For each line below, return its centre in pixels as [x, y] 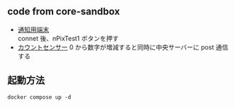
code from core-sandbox [64, 12]
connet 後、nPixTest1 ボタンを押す [68, 38]
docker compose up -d [39, 97]
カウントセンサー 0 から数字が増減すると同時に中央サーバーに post [116, 47]
